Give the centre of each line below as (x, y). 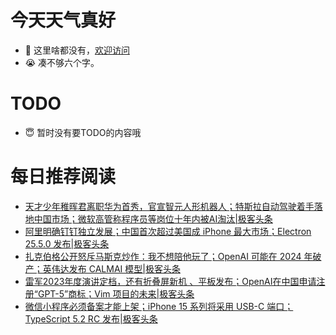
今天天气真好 (63, 20)
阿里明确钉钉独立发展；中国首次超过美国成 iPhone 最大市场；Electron (168, 231)
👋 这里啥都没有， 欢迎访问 (77, 50)
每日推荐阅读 (63, 177)
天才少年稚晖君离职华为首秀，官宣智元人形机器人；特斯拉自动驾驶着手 (169, 206)
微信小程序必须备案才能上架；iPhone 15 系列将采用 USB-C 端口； (159, 306)
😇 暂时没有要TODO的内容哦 (83, 132)
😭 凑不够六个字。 (62, 62)
